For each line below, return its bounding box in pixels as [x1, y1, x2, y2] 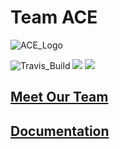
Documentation [10, 122, 110, 140]
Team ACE [10, 6, 98, 29]
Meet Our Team [10, 89, 109, 106]
